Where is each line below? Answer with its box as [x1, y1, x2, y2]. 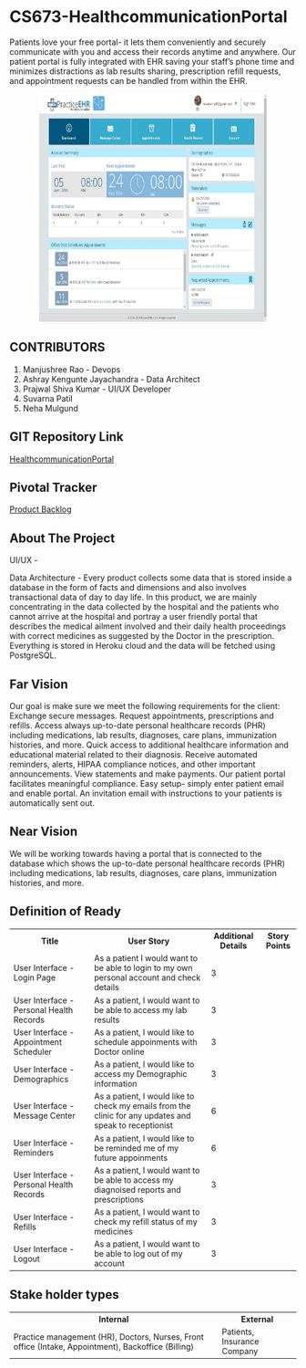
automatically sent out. [9, 798, 96, 809]
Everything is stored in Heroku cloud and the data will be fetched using [9, 641, 276, 652]
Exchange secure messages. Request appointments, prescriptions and [9, 710, 275, 721]
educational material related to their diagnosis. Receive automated [9, 749, 258, 759]
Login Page [13, 972, 56, 983]
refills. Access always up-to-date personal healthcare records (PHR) [9, 720, 266, 731]
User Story [127, 935, 170, 946]
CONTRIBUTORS [9, 339, 106, 355]
